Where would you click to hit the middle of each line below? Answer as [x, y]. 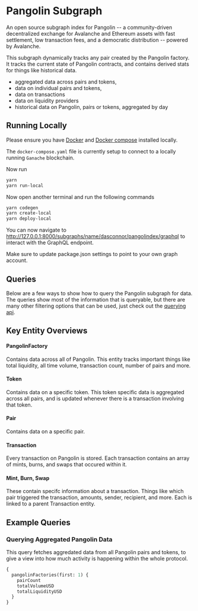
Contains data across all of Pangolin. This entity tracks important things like [98, 359]
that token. [19, 405]
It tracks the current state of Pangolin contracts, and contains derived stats [98, 64]
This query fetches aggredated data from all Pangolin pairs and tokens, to [96, 552]
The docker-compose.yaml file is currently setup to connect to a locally [91, 151]
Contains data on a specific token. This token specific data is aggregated [95, 392]
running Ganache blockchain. [40, 158]
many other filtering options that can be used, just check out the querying [96, 306]
